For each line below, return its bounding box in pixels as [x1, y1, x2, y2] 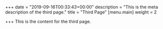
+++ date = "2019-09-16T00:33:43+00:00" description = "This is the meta [5, 4, 158, 10]
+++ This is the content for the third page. [5, 19, 91, 24]
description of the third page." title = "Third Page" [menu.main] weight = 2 [5, 9, 157, 15]
